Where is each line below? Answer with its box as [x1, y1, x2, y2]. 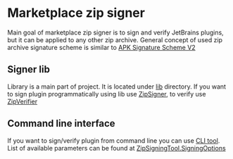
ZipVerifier [7, 97, 37, 106]
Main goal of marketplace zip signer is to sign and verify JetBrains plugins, [7, 28, 224, 37]
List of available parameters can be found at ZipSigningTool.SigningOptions [7, 144, 227, 152]
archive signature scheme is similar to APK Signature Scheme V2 [7, 43, 196, 51]
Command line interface [7, 117, 115, 129]
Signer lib [7, 63, 51, 75]
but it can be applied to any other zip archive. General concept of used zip [7, 35, 223, 44]
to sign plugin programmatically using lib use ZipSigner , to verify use [7, 89, 206, 98]
